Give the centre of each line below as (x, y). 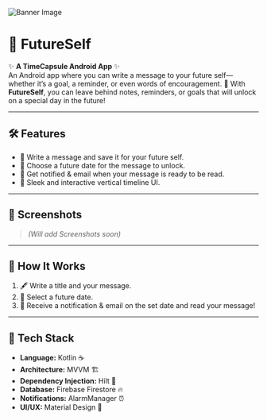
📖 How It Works (47, 266)
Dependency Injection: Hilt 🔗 (68, 381)
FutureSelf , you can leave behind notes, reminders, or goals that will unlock (132, 92)
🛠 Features (37, 134)
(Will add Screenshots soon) (74, 233)
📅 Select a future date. (56, 297)
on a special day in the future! (57, 100)
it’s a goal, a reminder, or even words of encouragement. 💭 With (141, 83)
